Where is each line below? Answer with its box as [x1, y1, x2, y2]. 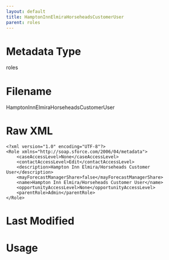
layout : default [6, 8, 46, 15]
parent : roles [6, 19, 41, 25]
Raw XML [6, 124, 53, 138]
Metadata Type [6, 45, 81, 58]
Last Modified [6, 214, 75, 228]
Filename [6, 84, 52, 98]
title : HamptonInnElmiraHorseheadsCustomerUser [6, 14, 125, 20]
